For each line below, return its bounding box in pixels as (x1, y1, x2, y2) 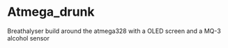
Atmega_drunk (7, 4, 96, 20)
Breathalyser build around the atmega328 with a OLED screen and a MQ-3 (7, 27, 221, 35)
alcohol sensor (7, 34, 50, 42)
